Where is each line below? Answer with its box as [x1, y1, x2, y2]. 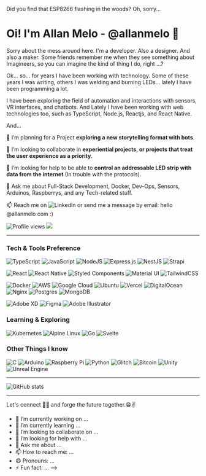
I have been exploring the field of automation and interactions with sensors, [6, 96, 197, 104]
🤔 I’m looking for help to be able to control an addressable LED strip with [6, 164, 192, 171]
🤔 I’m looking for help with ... [15, 434, 88, 442]
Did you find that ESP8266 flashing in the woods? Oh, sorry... [6, 6, 161, 12]
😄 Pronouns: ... [15, 457, 55, 464]
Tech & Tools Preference [6, 244, 81, 252]
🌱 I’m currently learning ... [15, 421, 81, 429]
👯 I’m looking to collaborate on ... [15, 428, 99, 435]
